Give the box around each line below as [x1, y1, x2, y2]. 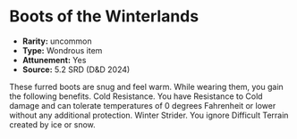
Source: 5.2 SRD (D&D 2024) [21, 64, 131, 75]
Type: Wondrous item [21, 45, 103, 55]
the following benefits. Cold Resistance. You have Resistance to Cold [9, 91, 263, 102]
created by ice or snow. [9, 119, 96, 130]
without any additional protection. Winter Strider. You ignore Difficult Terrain [9, 110, 289, 120]
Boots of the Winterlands [9, 6, 199, 27]
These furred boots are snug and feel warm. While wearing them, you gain [9, 81, 284, 92]
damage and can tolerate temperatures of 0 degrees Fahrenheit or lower [9, 100, 276, 110]
